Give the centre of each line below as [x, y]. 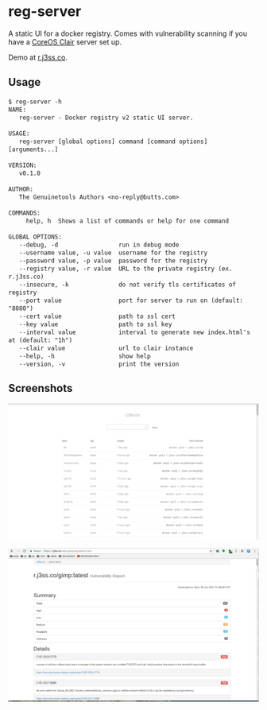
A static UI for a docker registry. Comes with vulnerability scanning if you [128, 33]
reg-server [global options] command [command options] [113, 142]
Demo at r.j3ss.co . [38, 57]
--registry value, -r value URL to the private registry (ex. [126, 269]
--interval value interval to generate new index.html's [134, 332]
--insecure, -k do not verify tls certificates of [128, 285]
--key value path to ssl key [95, 324]
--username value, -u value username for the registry [113, 253]
